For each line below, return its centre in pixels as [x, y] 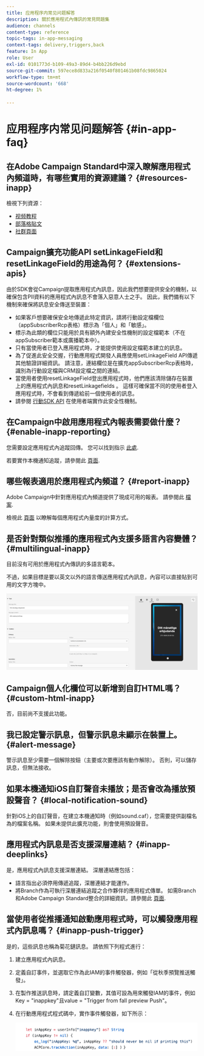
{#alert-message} [41, 744]
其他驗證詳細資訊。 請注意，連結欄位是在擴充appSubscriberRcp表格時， [106, 363]
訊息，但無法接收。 [30, 768]
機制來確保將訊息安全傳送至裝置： [49, 304]
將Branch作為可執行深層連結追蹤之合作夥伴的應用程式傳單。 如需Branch [105, 890]
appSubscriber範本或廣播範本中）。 [59, 340]
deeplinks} [27, 855]
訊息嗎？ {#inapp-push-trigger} [83, 931]
